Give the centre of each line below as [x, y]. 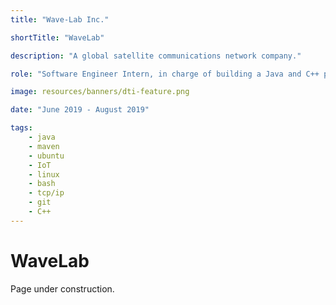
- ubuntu [46, 156]
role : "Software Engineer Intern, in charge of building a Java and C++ [165, 74]
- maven [44, 146]
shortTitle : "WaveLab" [57, 37]
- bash [42, 184]
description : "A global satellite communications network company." [156, 56]
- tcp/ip [46, 193]
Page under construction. [62, 288]
